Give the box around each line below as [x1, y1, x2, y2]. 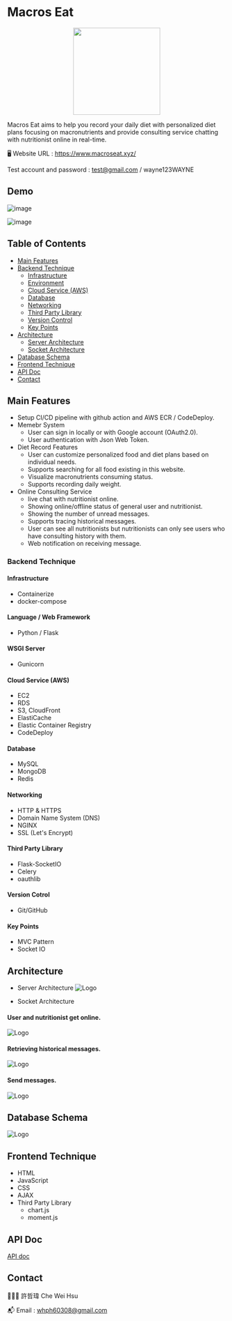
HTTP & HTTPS [17, 806, 62, 814]
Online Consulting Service [17, 487, 92, 496]
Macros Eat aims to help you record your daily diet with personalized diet [7, 120, 216, 129]
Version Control [27, 315, 73, 324]
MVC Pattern [17, 938, 54, 946]
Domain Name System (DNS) [17, 814, 101, 822]
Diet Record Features [17, 443, 78, 452]
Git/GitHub [17, 906, 48, 914]
